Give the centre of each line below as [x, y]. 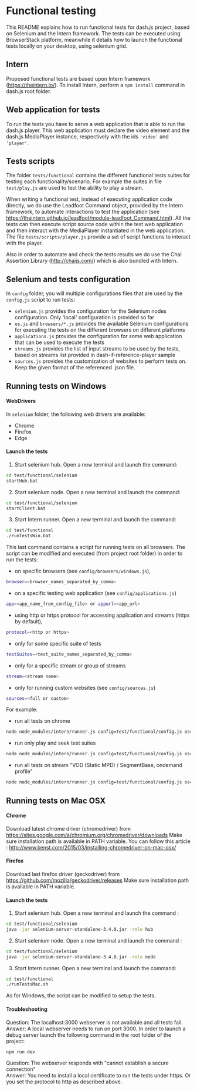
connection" [21, 1069]
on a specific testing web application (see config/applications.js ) [96, 593]
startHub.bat [22, 481]
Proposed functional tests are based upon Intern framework [78, 78]
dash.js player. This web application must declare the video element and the [98, 130]
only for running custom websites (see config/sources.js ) [85, 687]
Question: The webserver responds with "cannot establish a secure [87, 1063]
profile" [24, 771]
